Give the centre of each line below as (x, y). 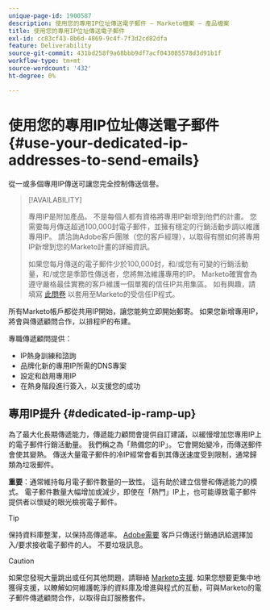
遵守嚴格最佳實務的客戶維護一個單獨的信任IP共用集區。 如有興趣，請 (142, 284)
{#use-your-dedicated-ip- (98, 143)
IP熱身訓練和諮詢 (48, 355)
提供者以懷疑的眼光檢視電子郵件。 (65, 502)
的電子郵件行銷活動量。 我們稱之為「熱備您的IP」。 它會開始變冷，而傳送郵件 (135, 445)
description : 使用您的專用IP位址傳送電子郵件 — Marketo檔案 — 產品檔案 (119, 23)
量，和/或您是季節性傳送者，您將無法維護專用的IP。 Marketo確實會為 (143, 274)
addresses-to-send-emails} (104, 160)
